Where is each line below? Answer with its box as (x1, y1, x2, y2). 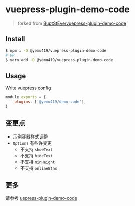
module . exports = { (5, 95, 46, 100)
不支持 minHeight (20, 159, 55, 165)
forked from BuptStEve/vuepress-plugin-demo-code (17, 20, 126, 26)
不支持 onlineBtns (20, 165, 58, 171)
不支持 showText (20, 146, 53, 152)
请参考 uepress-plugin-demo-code (5, 195, 78, 201)
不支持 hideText (20, 152, 53, 158)
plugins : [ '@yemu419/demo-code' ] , (14, 99, 86, 104)
